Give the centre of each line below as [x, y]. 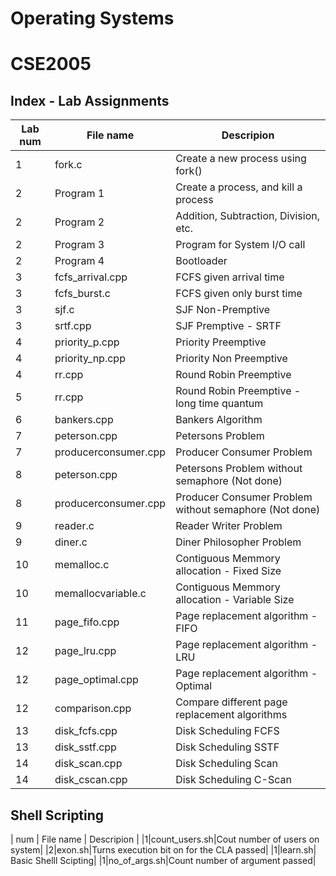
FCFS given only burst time [239, 294]
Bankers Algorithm [219, 420]
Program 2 [79, 222]
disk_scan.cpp [88, 764]
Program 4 [79, 261]
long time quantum [219, 404]
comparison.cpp [93, 709]
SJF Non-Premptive [223, 310]
